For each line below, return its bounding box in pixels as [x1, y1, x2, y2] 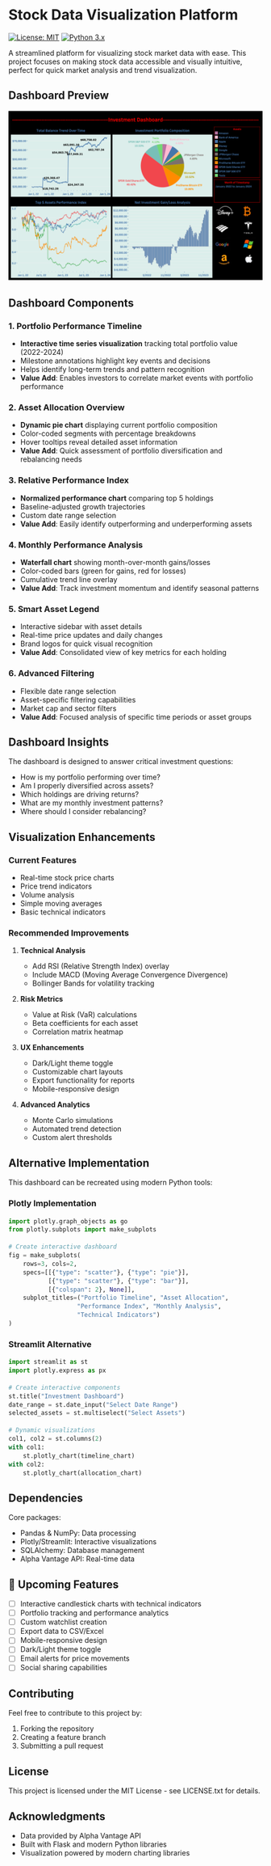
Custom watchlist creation [19, 1617, 107, 1627]
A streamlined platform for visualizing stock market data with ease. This [8, 48, 247, 57]
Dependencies [8, 1491, 83, 1505]
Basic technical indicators [19, 907, 106, 917]
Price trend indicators [19, 881, 93, 891]
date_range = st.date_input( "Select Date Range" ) [8, 1400, 179, 1408]
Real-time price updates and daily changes [19, 631, 163, 640]
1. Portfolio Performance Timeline [8, 320, 143, 331]
